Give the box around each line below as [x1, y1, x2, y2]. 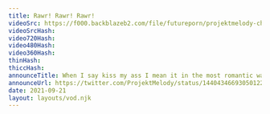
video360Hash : [8, 49, 56, 57]
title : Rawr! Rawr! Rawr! [8, 11, 95, 20]
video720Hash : [8, 34, 56, 43]
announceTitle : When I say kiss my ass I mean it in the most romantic [8, 71, 253, 79]
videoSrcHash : [8, 26, 56, 35]
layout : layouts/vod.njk [8, 94, 92, 102]
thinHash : [8, 57, 42, 65]
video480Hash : [8, 42, 56, 50]
